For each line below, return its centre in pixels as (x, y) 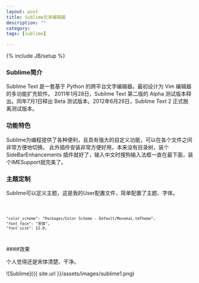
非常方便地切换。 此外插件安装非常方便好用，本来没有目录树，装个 (88, 147)
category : (18, 28)
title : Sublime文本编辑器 (36, 17)
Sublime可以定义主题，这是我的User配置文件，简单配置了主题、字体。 (92, 193)
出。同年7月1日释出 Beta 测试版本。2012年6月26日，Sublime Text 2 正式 (95, 101)
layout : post (22, 12)
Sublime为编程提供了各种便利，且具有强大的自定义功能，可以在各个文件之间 (99, 140)
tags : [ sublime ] (26, 34)
